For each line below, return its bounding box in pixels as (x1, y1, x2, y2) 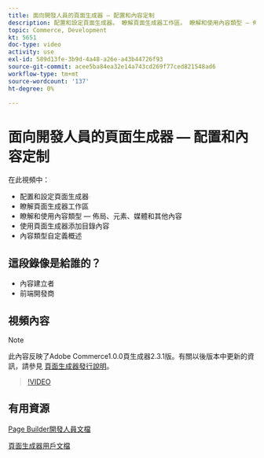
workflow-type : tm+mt (8, 70, 79, 78)
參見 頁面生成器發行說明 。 (28, 361, 114, 371)
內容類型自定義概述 (19, 231, 82, 241)
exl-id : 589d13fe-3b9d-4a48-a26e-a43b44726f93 (8, 56, 163, 64)
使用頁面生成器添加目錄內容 (19, 221, 110, 231)
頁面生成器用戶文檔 (8, 441, 71, 450)
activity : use (8, 48, 55, 56)
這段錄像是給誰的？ (8, 257, 101, 270)
